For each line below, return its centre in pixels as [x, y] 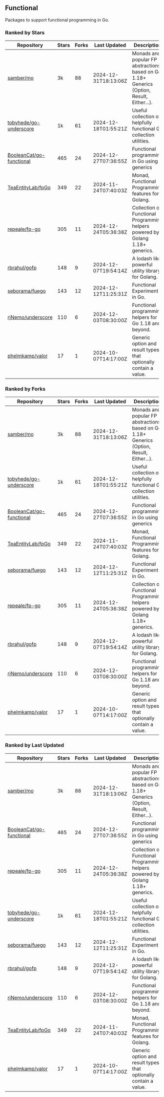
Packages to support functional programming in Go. [57, 20]
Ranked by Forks [25, 389]
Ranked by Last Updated [35, 745]
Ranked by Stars [25, 32]
